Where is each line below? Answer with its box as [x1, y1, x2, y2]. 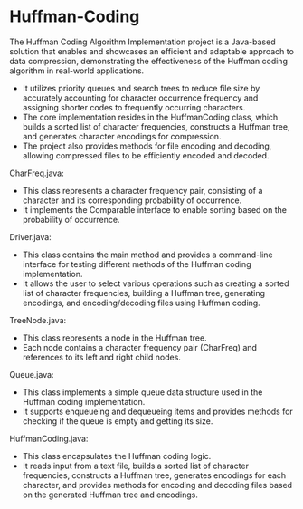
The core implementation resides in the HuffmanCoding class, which [22, 111, 279, 122]
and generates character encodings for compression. [22, 130, 222, 141]
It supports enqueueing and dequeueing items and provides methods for [22, 406, 294, 417]
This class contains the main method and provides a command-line [22, 249, 273, 260]
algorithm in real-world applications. [9, 65, 145, 76]
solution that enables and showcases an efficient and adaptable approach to [9, 45, 294, 56]
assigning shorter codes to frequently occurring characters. [22, 101, 246, 112]
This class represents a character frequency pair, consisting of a [22, 185, 263, 196]
